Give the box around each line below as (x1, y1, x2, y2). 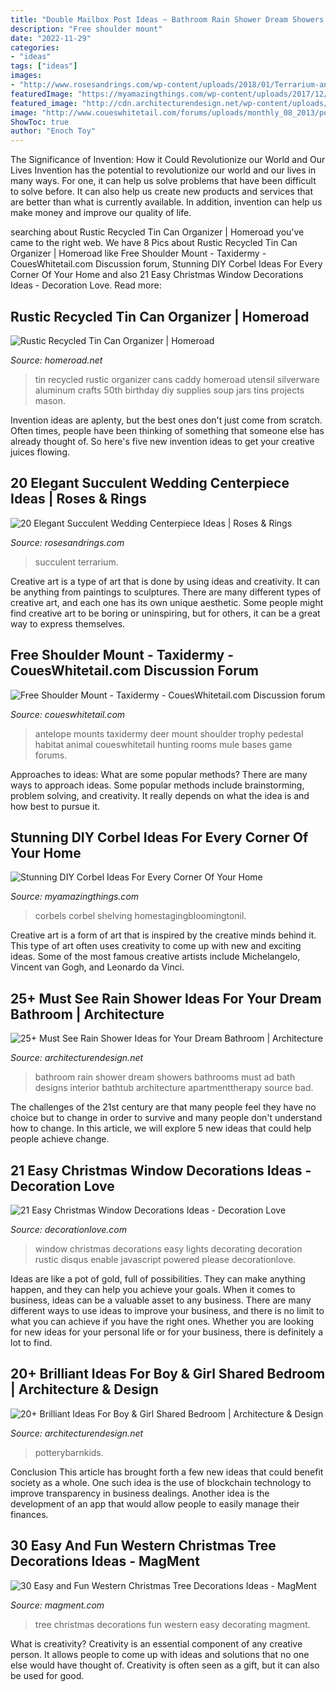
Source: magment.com (10, 1599, 105, 1611)
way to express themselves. (10, 617, 126, 630)
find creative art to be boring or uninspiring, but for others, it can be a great (10, 607, 321, 619)
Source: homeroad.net (10, 354, 103, 366)
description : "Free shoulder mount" (10, 24, 163, 34)
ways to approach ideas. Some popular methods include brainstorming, (10, 779, 305, 791)
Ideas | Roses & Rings (10, 491, 147, 508)
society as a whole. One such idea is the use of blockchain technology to (10, 1476, 312, 1488)
